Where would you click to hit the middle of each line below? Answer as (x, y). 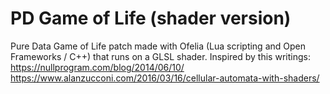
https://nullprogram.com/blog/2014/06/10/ (97, 67)
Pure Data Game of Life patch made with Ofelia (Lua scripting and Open (158, 46)
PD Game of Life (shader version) (151, 18)
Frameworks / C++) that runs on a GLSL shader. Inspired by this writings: (160, 56)
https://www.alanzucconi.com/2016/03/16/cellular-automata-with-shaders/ (165, 78)
